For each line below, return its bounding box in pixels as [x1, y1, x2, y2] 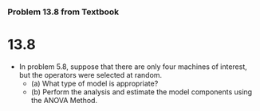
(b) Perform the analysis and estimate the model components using [30, 86, 253, 97]
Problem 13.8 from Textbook [7, 6, 120, 17]
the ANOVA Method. [30, 95, 97, 105]
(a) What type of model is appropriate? [30, 78, 159, 88]
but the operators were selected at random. [18, 70, 163, 79]
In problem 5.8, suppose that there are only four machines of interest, [18, 62, 248, 71]
